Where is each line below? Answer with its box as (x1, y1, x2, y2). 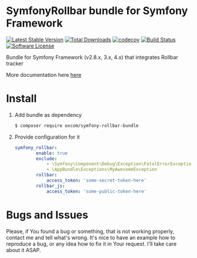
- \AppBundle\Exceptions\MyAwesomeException (46, 166, 158, 173)
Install (6, 92, 37, 105)
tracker (6, 60, 24, 67)
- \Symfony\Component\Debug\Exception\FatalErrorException (46, 161, 194, 167)
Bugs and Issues (6, 208, 88, 222)
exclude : (36, 156, 58, 162)
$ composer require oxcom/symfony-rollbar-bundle (14, 122, 139, 129)
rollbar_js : (36, 183, 65, 189)
